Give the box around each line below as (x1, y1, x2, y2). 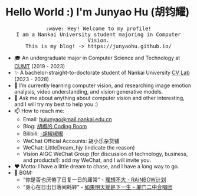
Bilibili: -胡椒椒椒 (22, 130, 64, 137)
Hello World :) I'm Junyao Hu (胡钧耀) (5, 5, 190, 19)
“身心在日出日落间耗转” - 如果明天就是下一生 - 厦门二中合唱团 (22, 183, 173, 190)
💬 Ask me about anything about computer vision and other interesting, (14, 94, 185, 101)
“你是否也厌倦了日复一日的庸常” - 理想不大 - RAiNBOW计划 (22, 176, 166, 183)
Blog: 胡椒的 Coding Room (22, 122, 87, 129)
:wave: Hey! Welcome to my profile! (45, 25, 152, 32)
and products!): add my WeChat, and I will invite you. (22, 157, 152, 164)
